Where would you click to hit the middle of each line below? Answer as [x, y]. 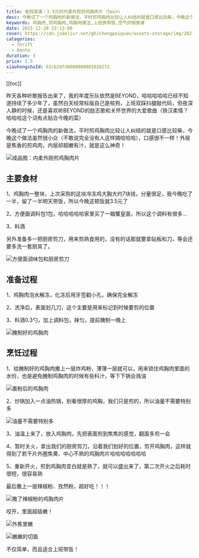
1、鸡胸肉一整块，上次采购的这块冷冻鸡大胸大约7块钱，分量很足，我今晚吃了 [99, 194]
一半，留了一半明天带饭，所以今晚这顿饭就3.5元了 [67, 201]
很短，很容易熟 [24, 473]
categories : [21, 39]
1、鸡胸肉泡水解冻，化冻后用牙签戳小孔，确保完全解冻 [72, 295]
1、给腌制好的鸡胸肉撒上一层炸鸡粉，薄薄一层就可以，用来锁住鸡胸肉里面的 [98, 368]
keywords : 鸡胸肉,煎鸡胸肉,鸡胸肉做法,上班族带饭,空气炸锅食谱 [76, 23]
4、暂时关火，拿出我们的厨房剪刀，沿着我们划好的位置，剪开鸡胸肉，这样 [96, 446]
